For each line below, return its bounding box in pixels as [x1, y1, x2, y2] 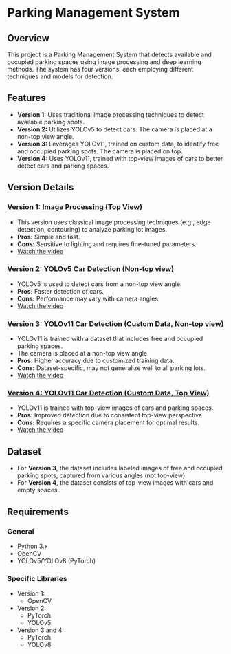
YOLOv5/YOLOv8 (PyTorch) [16, 556, 96, 565]
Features [7, 92, 46, 104]
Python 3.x [16, 542, 48, 550]
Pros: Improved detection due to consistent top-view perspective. [16, 411, 204, 419]
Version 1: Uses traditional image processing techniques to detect [16, 110, 205, 118]
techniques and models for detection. [7, 72, 113, 80]
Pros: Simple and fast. [16, 232, 80, 241]
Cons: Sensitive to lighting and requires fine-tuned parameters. [16, 239, 197, 248]
